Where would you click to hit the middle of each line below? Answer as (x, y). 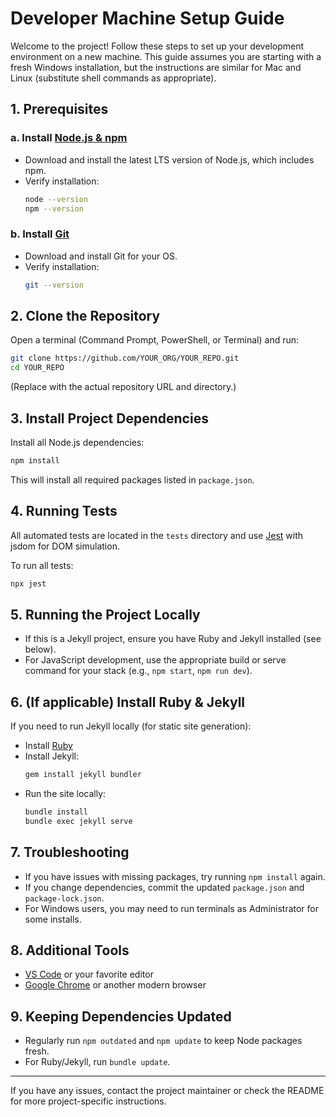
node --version (56, 199)
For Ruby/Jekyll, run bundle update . (97, 1062)
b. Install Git (40, 234)
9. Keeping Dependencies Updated (121, 1016)
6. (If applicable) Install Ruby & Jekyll (128, 702)
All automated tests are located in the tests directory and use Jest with (157, 535)
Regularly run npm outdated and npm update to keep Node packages (163, 1041)
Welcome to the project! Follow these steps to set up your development (157, 46)
